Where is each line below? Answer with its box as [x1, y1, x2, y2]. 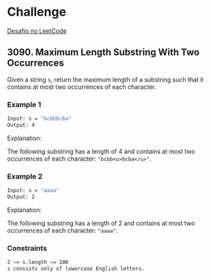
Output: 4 [7, 121, 36, 129]
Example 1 [7, 100, 42, 109]
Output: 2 [7, 193, 36, 200]
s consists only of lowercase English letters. [7, 265, 145, 272]
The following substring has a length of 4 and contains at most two [7, 147, 196, 155]
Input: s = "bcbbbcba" [7, 116, 72, 122]
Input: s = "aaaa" [7, 187, 59, 194]
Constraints [7, 243, 48, 253]
